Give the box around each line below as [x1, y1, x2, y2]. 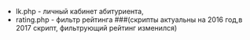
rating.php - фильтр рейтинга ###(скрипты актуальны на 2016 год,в [15, 15, 243, 24]
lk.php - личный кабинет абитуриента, [15, 7, 144, 16]
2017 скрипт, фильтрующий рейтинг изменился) [15, 24, 178, 32]
